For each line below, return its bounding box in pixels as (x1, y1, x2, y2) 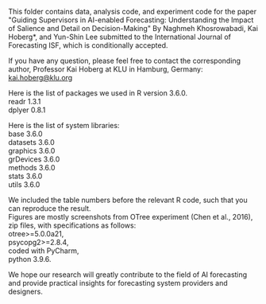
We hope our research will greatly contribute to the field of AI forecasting (8, 270, 248, 279)
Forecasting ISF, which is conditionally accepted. (8, 41, 168, 50)
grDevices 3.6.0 (8, 154, 60, 164)
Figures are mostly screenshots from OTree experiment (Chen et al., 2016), (8, 212, 253, 221)
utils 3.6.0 (8, 180, 40, 189)
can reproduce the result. (8, 204, 91, 213)
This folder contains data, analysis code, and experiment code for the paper (8, 7, 256, 16)
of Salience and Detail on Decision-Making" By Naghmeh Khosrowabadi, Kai (8, 24, 258, 33)
